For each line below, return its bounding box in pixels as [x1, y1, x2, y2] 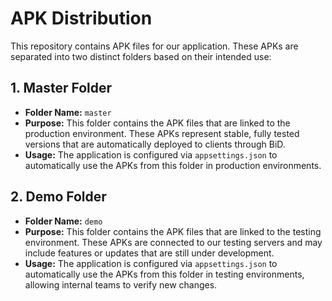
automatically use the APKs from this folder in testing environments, [24, 268, 305, 280]
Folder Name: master [24, 106, 112, 118]
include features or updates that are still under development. [24, 247, 275, 259]
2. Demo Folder [10, 188, 107, 206]
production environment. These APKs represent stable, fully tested [24, 127, 300, 139]
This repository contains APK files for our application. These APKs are [10, 40, 299, 52]
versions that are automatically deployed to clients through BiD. [24, 138, 286, 150]
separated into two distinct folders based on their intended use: [10, 50, 272, 62]
